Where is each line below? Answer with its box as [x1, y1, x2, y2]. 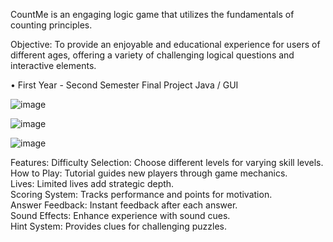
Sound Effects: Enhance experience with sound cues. [10, 210, 231, 221]
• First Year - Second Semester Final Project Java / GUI [10, 79, 239, 91]
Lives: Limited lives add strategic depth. [10, 178, 175, 189]
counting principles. [10, 19, 93, 31]
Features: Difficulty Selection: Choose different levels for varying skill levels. [10, 157, 324, 168]
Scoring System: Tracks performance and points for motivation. [10, 189, 273, 200]
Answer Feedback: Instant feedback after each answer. [10, 199, 238, 211]
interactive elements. [10, 60, 97, 71]
